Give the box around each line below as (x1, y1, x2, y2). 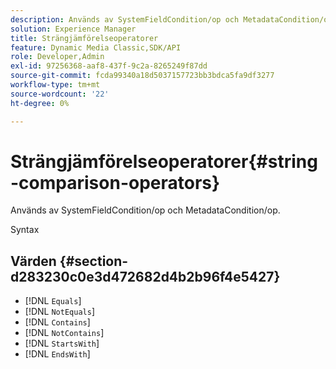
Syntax (10, 224, 40, 236)
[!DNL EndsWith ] (24, 348, 91, 360)
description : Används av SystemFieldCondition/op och (10, 14, 240, 25)
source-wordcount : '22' (10, 89, 110, 99)
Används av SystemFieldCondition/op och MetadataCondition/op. (10, 204, 281, 216)
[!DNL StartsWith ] (24, 337, 100, 350)
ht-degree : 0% (10, 98, 70, 108)
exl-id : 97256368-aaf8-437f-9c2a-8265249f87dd (10, 61, 208, 71)
